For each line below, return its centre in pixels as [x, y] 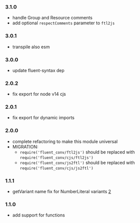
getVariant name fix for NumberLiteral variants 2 [62, 192]
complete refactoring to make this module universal [65, 141]
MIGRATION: [25, 147]
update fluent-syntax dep [38, 70]
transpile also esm [31, 47]
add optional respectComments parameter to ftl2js [64, 23]
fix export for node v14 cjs [39, 94]
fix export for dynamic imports [43, 118]
